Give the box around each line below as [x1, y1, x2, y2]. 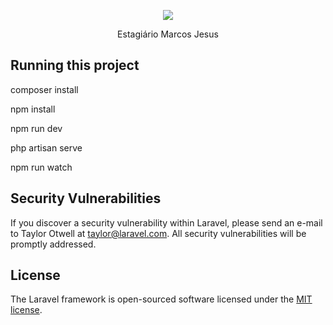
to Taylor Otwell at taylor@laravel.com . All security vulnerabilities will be [10, 227, 307, 239]
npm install [10, 103, 56, 115]
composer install [10, 83, 79, 95]
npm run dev [10, 122, 63, 134]
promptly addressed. [10, 238, 97, 250]
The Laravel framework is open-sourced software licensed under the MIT [10, 293, 313, 305]
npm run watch [10, 161, 73, 173]
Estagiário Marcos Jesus [117, 28, 219, 40]
